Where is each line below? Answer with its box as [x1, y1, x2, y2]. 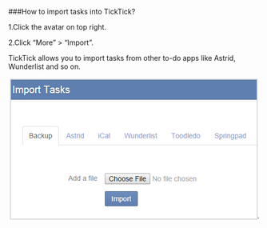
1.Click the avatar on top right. [8, 22, 106, 31]
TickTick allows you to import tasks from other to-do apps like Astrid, [8, 54, 236, 62]
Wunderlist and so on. [8, 62, 82, 71]
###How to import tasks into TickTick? [8, 7, 136, 16]
